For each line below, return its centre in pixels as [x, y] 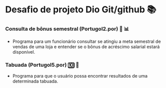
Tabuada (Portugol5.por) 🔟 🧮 [42, 65]
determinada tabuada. [35, 81]
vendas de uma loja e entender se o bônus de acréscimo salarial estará [86, 47]
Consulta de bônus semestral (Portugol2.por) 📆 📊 [67, 29]
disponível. [24, 52]
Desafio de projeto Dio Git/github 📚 [81, 10]
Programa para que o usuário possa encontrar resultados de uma [80, 76]
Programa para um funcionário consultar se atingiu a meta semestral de [87, 42]
